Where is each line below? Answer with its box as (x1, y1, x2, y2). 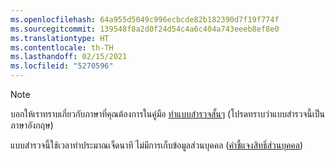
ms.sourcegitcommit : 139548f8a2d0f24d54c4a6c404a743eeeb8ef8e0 (10, 24, 280, 34)
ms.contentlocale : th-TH (10, 42, 114, 53)
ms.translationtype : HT (10, 33, 110, 43)
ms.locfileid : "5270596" (10, 61, 114, 71)
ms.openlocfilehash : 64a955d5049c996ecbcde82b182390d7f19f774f (10, 14, 280, 25)
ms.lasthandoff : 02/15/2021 (10, 52, 128, 62)
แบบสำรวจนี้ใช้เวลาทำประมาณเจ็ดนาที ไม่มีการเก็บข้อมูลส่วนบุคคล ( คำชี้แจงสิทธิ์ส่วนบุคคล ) (10, 139, 304, 151)
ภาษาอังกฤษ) (10, 119, 54, 131)
